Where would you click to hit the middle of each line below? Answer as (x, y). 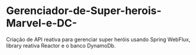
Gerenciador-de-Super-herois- (84, 11)
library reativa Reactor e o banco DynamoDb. (61, 46)
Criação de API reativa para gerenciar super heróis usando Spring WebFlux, (98, 39)
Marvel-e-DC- (42, 23)
